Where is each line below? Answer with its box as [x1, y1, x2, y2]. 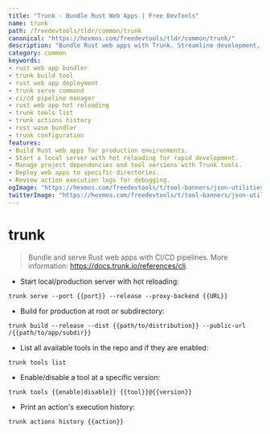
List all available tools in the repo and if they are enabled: [19, 342, 209, 352]
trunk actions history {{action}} [8, 417, 125, 426]
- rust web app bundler [8, 64, 88, 72]
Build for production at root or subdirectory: [19, 306, 165, 316]
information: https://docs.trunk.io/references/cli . [27, 260, 188, 270]
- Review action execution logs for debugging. [8, 176, 171, 185]
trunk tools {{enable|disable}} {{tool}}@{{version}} [8, 387, 193, 396]
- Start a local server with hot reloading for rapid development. [8, 154, 239, 162]
